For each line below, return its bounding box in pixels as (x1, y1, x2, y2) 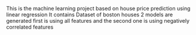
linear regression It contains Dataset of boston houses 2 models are (6, 11, 173, 18)
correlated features (6, 23, 54, 30)
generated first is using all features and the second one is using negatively (6, 17, 190, 24)
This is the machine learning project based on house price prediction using (6, 5, 191, 12)
